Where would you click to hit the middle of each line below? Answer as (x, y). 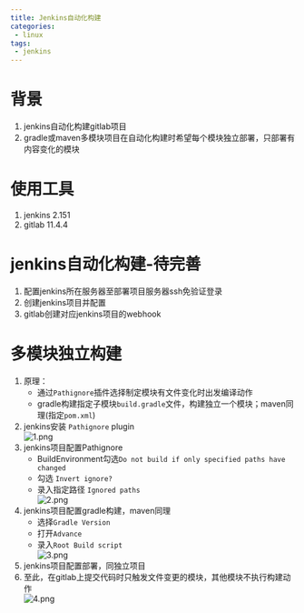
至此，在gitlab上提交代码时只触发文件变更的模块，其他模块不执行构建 (153, 577)
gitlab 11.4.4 (46, 225)
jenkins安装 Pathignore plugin (79, 426)
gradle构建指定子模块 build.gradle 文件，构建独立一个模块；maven (162, 403)
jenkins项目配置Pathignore (73, 447)
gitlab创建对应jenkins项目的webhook (92, 314)
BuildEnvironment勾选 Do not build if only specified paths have (161, 458)
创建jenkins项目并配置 (65, 302)
